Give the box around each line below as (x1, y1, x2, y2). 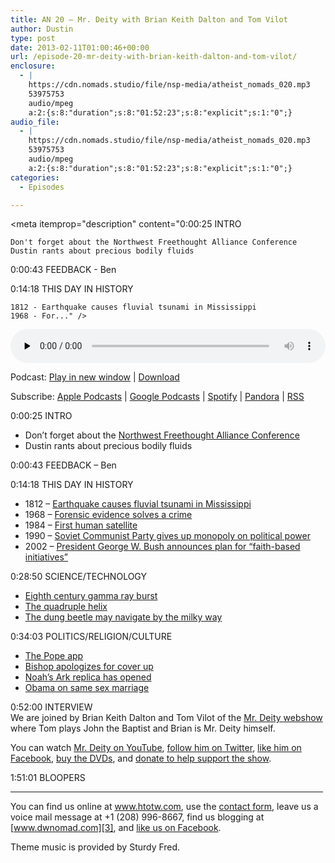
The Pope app (24, 650, 84, 662)
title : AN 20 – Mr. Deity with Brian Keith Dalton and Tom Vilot (10, 14, 288, 25)
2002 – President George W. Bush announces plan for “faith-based (24, 541, 301, 553)
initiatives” (24, 551, 68, 563)
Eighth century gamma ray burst (24, 590, 158, 602)
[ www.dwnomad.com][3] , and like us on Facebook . (10, 822, 222, 834)
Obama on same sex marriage (24, 682, 150, 694)
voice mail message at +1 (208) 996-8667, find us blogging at (10, 811, 265, 823)
